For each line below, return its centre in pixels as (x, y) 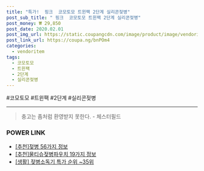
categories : (21, 46)
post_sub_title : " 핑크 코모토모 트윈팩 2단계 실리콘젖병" (74, 18)
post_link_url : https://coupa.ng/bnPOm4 (58, 40)
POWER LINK (26, 133)
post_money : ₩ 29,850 (34, 23)
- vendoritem (28, 52)
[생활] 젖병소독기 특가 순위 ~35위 (54, 162)
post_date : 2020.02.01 (35, 29)
